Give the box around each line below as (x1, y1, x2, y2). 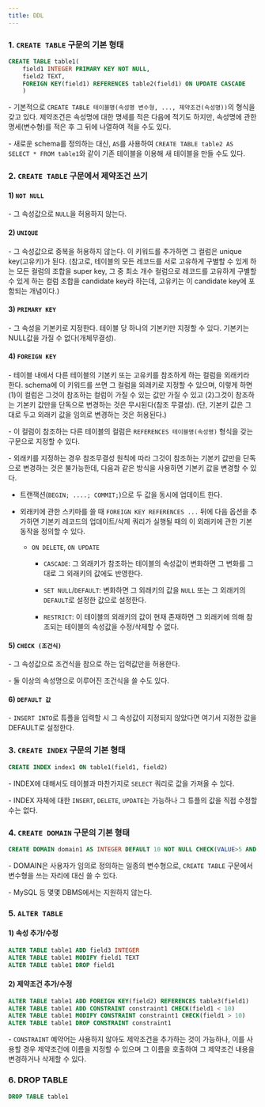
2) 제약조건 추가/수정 (8, 979, 73, 989)
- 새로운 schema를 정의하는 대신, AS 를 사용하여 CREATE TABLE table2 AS (8, 139, 234, 149)
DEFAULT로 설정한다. (8, 723, 75, 733)
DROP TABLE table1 (8, 1093, 69, 1101)
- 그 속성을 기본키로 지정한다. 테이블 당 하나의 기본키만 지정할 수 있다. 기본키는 (8, 323, 249, 332)
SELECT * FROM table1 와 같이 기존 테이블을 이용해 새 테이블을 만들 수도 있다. (8, 149, 245, 158)
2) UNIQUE (8, 228, 39, 237)
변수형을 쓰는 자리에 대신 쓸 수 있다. (8, 870, 118, 880)
